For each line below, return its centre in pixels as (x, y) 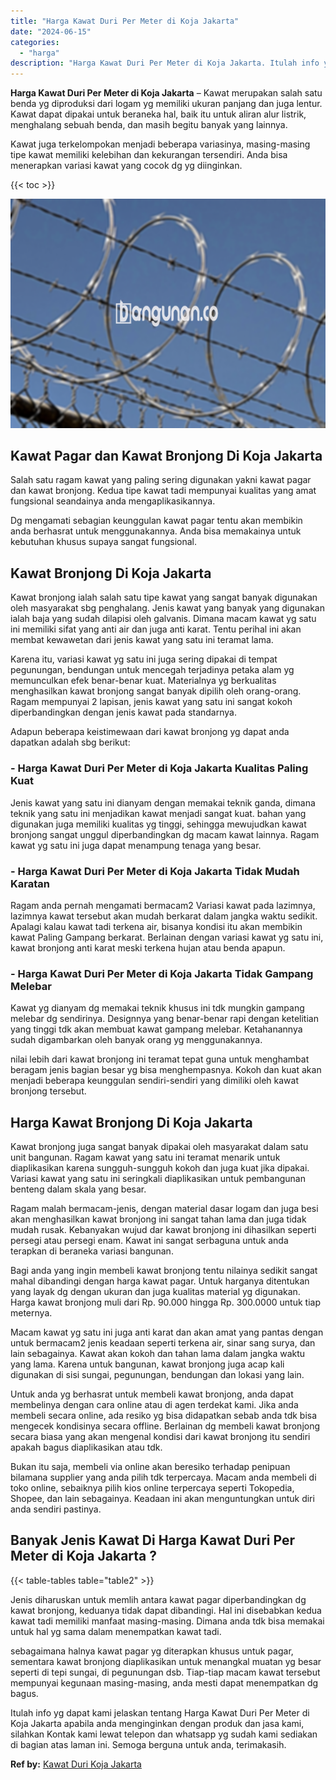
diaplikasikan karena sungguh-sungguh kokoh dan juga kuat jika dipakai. (160, 1167)
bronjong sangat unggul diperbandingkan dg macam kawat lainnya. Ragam (165, 834)
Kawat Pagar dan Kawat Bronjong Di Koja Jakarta (166, 456)
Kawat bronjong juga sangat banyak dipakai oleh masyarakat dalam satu (159, 1146)
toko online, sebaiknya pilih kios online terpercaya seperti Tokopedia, (152, 1487)
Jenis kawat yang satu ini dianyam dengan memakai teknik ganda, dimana (163, 802)
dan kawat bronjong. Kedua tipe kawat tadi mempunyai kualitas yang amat (163, 491)
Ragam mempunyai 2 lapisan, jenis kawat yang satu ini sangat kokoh (151, 702)
